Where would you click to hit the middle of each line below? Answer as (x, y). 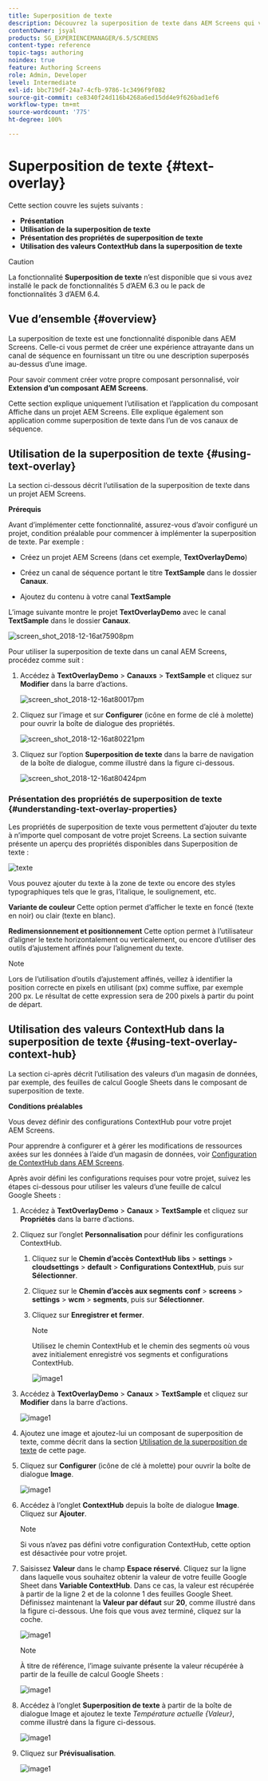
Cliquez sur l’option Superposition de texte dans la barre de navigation (136, 755)
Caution (21, 261)
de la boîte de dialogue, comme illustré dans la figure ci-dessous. (127, 763)
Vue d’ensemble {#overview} (83, 319)
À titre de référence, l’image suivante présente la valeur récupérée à (132, 1665)
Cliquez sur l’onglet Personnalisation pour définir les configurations (132, 1234)
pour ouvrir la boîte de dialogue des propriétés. (97, 724)
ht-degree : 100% (35, 120)
